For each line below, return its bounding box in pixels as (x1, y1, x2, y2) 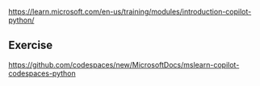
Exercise (8, 39, 53, 52)
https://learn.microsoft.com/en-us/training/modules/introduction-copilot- (8, 7, 252, 16)
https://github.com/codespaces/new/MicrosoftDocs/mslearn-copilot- (8, 59, 240, 69)
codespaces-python (8, 68, 76, 78)
